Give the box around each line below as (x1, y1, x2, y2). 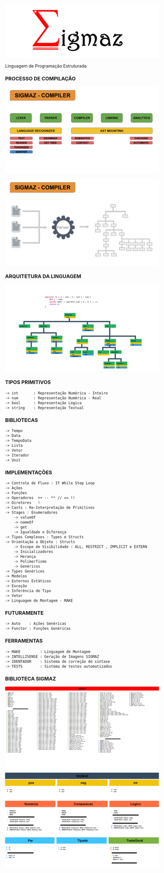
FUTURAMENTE (5, 610, 44, 616)
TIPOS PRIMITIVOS (5, 379, 51, 386)
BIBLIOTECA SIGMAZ (5, 675, 56, 682)
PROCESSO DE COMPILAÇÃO (5, 75, 76, 82)
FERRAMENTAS (5, 637, 43, 644)
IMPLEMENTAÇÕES (5, 469, 52, 476)
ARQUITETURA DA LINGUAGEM (5, 273, 82, 280)
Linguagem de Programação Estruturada (5, 63, 87, 69)
